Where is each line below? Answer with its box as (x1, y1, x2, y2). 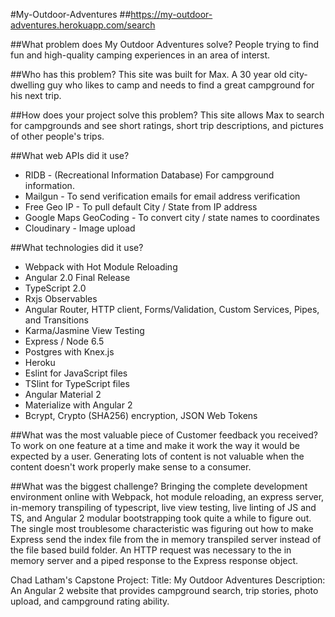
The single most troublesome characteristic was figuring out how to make (10, 523, 314, 534)
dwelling (10, 79, 45, 91)
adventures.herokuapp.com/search (10, 19, 156, 31)
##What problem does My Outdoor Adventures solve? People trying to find (10, 39, 320, 50)
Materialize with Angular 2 (24, 399, 133, 411)
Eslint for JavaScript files (24, 367, 128, 379)
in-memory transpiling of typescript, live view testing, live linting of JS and (10, 502, 317, 513)
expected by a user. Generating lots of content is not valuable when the (10, 450, 305, 462)
